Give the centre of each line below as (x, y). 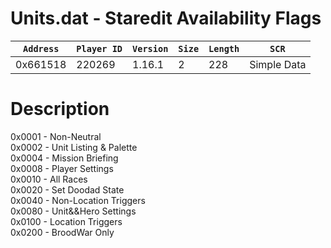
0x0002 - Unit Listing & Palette (74, 147)
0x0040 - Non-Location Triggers (78, 200)
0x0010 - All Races (49, 179)
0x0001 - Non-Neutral (56, 136)
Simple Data (278, 64)
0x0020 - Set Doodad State (67, 189)
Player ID (99, 48)
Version (150, 48)
